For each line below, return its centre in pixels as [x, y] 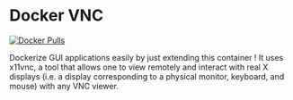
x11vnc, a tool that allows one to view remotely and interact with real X [139, 67]
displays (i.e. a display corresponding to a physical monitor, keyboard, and [147, 76]
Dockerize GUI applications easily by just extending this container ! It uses [146, 57]
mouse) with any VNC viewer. [64, 86]
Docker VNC [57, 16]
